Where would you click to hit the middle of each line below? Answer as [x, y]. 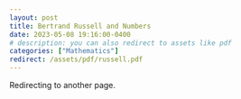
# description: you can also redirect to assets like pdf [120, 43]
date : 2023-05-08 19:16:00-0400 [70, 34]
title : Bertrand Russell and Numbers [80, 26]
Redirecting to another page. [62, 85]
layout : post [34, 18]
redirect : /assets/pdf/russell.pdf [76, 59]
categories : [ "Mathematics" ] [64, 51]
